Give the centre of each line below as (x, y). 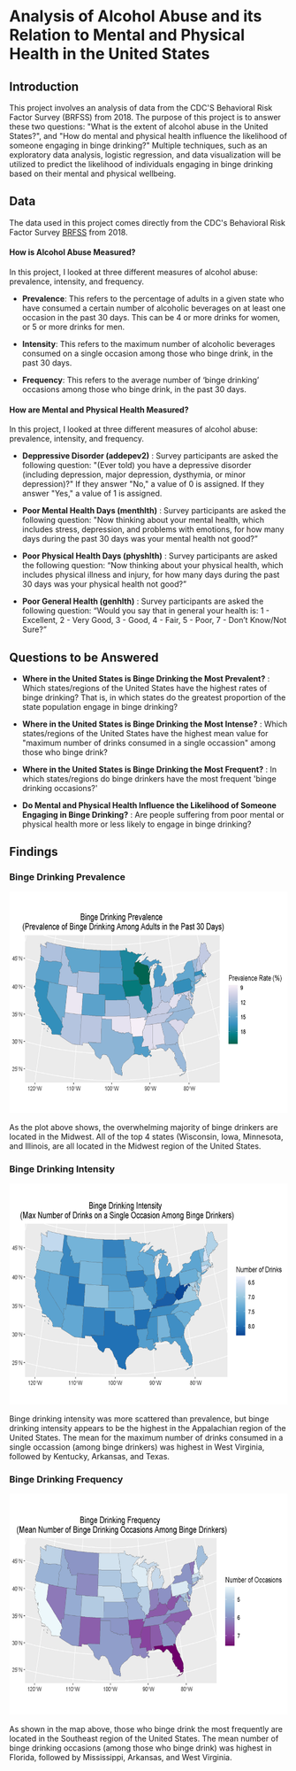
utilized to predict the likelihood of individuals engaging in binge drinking (141, 164)
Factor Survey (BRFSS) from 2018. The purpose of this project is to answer (145, 117)
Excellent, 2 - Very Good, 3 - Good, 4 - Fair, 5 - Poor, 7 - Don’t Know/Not (154, 620)
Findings (34, 852)
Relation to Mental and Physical (127, 35)
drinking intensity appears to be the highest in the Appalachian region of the (148, 1428)
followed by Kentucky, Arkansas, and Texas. (90, 1457)
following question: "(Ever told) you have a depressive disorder (137, 466)
